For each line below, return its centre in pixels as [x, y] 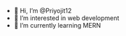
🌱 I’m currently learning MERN [57, 25]
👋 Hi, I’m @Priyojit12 [43, 11]
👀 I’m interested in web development [66, 18]
